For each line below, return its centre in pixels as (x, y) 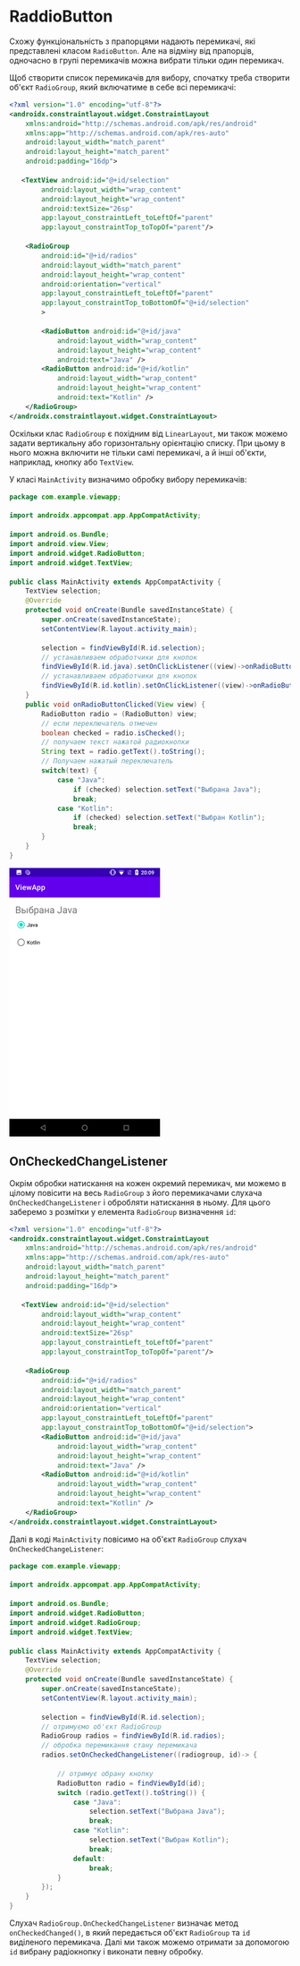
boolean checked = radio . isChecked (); (113, 733)
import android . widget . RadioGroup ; (75, 1622)
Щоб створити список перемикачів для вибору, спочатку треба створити (150, 77)
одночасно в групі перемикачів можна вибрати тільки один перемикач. (147, 60)
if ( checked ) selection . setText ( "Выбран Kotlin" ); (169, 818)
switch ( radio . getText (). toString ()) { (131, 1792)
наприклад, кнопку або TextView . (72, 462)
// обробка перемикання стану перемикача (120, 1746)
